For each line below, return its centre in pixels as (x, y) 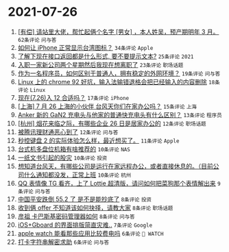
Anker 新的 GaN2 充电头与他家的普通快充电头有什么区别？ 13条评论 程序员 (120, 114)
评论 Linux (32, 90)
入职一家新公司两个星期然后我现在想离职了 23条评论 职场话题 (100, 64)
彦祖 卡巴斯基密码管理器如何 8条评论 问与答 (76, 216)
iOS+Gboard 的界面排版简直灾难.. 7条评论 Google (85, 225)
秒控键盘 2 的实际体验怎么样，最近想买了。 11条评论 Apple (98, 140)
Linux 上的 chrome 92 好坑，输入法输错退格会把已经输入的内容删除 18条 (119, 81)
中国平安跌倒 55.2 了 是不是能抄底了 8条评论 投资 (84, 199)
